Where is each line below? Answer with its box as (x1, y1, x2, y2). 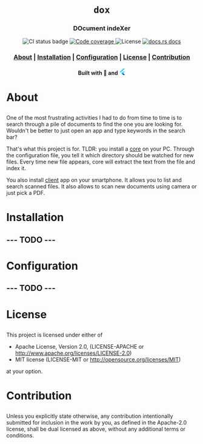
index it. (6, 165, 26, 172)
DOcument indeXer (73, 24, 131, 33)
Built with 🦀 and (78, 69, 118, 77)
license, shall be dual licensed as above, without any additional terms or (6, 425, 186, 432)
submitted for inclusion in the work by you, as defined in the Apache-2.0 (6, 418, 187, 426)
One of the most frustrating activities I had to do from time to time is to (6, 114, 182, 121)
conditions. (6, 431, 35, 439)
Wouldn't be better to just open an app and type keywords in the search (6, 127, 186, 134)
